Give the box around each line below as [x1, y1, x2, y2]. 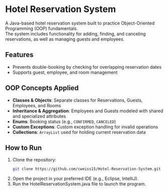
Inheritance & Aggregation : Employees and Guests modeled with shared [12, 108, 163, 114]
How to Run [5, 143, 42, 152]
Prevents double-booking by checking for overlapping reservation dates [12, 64, 162, 70]
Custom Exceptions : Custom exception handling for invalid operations [12, 124, 158, 130]
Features [5, 51, 34, 59]
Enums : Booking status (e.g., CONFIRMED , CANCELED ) [12, 118, 116, 124]
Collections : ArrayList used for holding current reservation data [12, 129, 146, 135]
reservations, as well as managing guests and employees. [5, 36, 125, 42]
